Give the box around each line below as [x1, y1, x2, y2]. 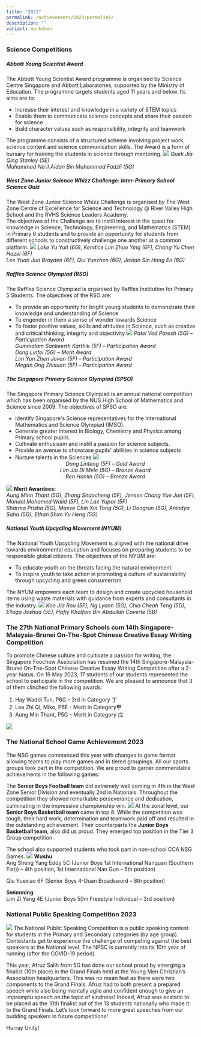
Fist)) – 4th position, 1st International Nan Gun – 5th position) [6, 865, 156, 873]
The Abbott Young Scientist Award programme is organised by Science [6, 76, 182, 83]
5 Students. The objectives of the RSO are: [6, 292, 112, 299]
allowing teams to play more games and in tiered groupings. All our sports [6, 757, 189, 765]
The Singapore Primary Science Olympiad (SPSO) [6, 375, 133, 382]
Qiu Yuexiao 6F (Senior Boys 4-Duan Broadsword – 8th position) [6, 877, 166, 884]
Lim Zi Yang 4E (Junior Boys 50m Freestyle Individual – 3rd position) [6, 895, 175, 902]
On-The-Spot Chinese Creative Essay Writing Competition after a [23, 664, 185, 672]
